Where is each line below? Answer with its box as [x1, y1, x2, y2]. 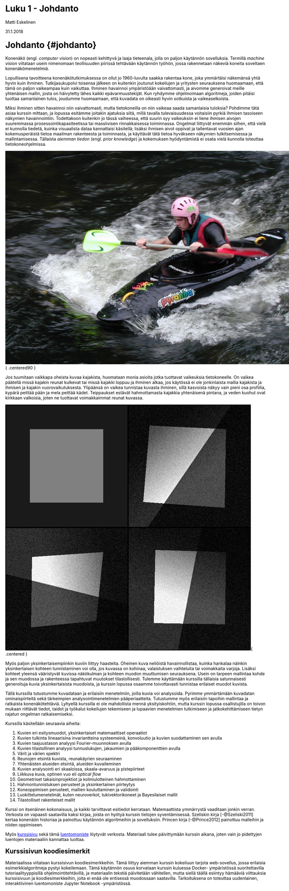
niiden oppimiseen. [5, 822, 44, 828]
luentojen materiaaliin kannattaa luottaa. [5, 837, 85, 842]
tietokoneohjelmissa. [5, 141, 47, 147]
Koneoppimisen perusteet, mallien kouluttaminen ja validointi [17, 787, 139, 792]
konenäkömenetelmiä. [5, 66, 49, 71]
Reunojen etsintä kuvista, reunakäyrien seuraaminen [17, 756, 122, 762]
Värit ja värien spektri [17, 751, 60, 757]
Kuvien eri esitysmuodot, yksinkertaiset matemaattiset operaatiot [17, 730, 147, 736]
